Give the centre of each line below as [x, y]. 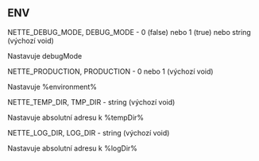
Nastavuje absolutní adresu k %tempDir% [76, 117]
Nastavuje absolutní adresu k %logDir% [73, 148]
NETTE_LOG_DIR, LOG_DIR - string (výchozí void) [89, 132]
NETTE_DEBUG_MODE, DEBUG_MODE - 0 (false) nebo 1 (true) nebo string [129, 32]
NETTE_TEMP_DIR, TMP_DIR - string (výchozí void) [91, 102]
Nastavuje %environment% [52, 86]
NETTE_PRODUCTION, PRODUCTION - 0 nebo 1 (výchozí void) [110, 71]
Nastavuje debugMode [45, 56]
